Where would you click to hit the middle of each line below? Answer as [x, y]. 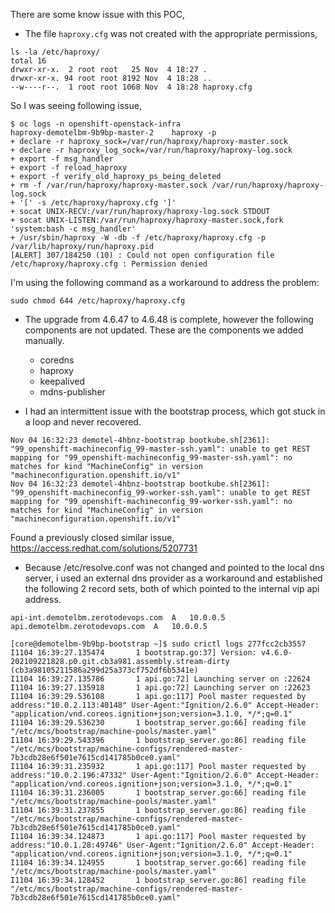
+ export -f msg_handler [62, 159]
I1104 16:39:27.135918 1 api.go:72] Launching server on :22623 [160, 688]
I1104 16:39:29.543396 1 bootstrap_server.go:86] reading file [158, 740]
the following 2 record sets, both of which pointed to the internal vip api [172, 588]
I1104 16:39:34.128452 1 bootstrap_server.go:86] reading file [158, 880]
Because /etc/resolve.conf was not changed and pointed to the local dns [174, 567]
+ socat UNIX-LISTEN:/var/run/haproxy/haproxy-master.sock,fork [147, 220]
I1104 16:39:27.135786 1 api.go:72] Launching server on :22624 [160, 679]
